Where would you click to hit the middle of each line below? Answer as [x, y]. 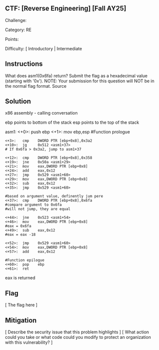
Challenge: [16, 20]
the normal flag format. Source [36, 86]
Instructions [24, 64]
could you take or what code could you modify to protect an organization [78, 337]
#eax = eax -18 [20, 235]
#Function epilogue [25, 260]
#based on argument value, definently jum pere [54, 196]
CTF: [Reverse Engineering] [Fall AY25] [66, 9]
